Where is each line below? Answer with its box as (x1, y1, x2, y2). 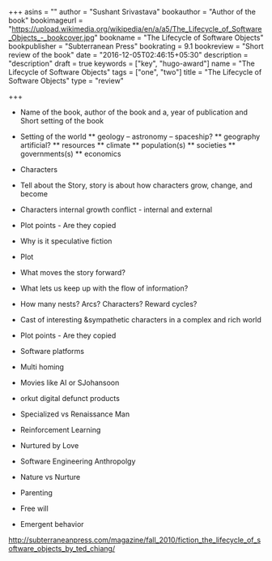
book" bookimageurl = (8, 15, 83, 25)
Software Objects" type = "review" (8, 76, 124, 85)
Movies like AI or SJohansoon (19, 378, 120, 387)
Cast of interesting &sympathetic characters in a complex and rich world (19, 315, 261, 324)
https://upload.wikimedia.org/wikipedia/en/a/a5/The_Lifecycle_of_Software (11, 24, 262, 33)
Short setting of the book (19, 116, 104, 125)
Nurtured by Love (19, 441, 79, 450)
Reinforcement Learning (19, 425, 101, 434)
